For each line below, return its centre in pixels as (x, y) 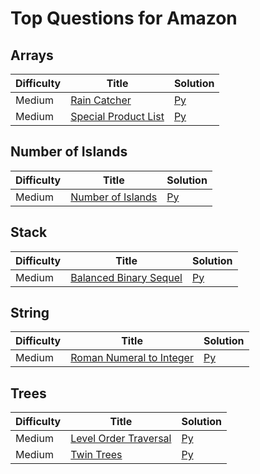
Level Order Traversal (121, 439)
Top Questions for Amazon (124, 18)
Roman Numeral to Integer (132, 358)
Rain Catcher (101, 100)
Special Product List (117, 116)
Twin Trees (96, 455)
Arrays (32, 55)
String (30, 313)
